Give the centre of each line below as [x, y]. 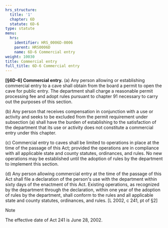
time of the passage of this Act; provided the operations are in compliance [82, 148]
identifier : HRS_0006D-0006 [44, 43]
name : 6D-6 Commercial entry [45, 52]
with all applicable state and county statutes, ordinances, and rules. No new [84, 154]
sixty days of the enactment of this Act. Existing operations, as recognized [82, 185]
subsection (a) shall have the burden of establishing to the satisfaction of [81, 122]
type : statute [20, 29]
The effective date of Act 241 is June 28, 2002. [54, 220]
